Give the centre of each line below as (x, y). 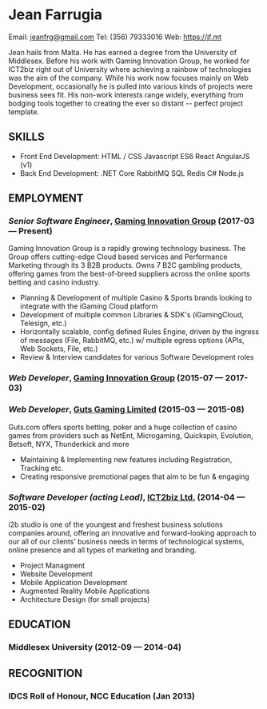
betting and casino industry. (54, 282)
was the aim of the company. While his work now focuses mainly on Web (129, 78)
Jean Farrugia (55, 15)
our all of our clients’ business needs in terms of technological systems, (127, 541)
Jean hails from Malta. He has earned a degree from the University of (123, 52)
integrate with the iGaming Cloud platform (89, 306)
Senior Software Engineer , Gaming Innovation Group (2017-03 (132, 221)
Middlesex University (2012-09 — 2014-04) (95, 647)
